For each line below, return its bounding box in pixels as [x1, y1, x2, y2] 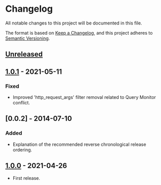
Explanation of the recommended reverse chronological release [12, 141, 146, 147]
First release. [12, 175, 40, 181]
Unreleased [5, 50, 43, 59]
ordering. [12, 146, 32, 153]
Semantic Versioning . [5, 35, 50, 41]
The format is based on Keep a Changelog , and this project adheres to [5, 30, 153, 36]
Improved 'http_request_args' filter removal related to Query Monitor [12, 94, 156, 100]
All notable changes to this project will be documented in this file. [5, 20, 143, 26]
